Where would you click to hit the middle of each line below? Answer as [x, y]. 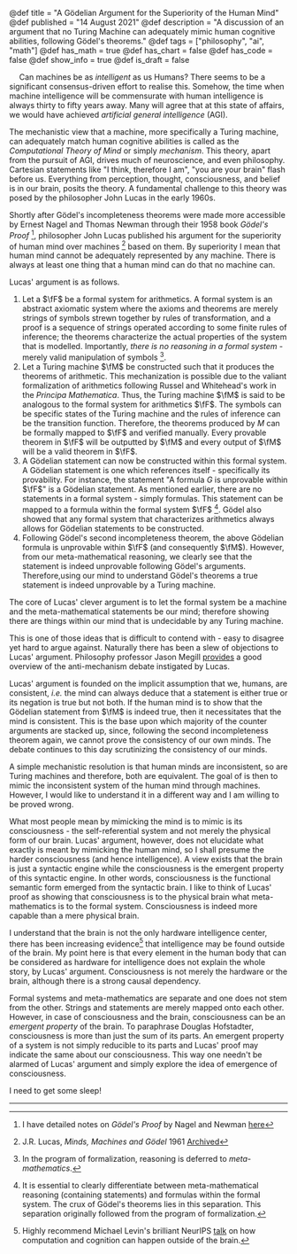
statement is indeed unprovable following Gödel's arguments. [133, 565]
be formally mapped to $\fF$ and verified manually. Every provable [144, 432]
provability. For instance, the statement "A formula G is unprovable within [155, 479]
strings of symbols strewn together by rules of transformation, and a [146, 318]
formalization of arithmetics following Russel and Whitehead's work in [149, 386]
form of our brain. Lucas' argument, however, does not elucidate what [136, 840]
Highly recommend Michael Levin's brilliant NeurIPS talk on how [139, 1231]
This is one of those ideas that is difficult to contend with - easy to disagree [147, 638]
